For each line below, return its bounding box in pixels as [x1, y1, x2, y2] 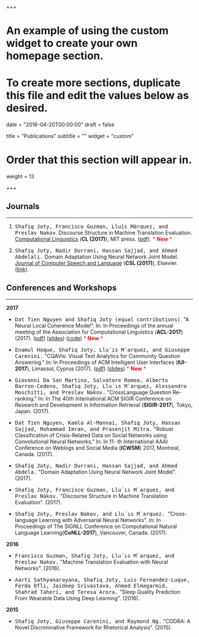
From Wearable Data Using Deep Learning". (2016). [14, 594, 140, 601]
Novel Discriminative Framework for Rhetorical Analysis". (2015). [14, 623, 172, 631]
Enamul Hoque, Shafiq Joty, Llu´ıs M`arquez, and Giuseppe [14, 346, 190, 353]
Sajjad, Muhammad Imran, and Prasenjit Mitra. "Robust [14, 425, 174, 433]
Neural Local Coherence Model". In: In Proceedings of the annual [14, 322, 174, 329]
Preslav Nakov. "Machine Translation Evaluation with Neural [14, 558, 169, 565]
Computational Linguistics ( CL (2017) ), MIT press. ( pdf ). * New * [14, 235, 173, 242]
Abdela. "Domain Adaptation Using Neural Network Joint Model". [14, 468, 177, 475]
